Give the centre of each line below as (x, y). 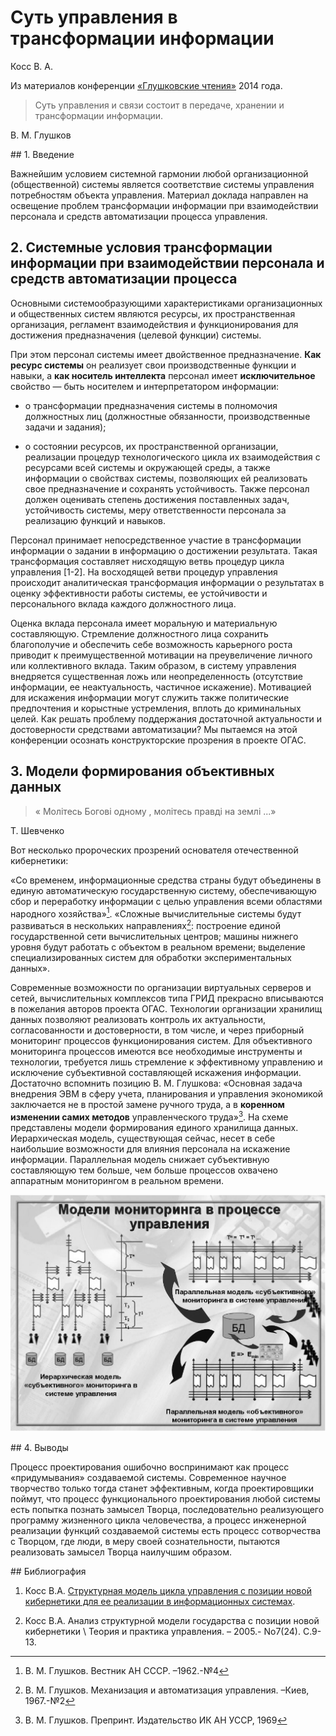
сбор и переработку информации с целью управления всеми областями (166, 901)
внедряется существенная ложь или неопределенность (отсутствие (156, 676)
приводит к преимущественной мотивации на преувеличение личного (161, 655)
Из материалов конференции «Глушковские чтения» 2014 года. (146, 85)
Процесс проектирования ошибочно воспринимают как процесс (150, 1467)
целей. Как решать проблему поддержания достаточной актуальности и (166, 718)
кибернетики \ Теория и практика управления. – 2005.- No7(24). (162, 1632)
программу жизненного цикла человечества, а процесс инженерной (158, 1520)
